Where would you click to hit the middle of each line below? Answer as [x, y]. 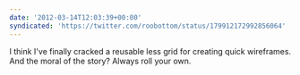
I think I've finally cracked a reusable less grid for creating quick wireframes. [150, 51]
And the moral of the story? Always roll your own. [100, 61]
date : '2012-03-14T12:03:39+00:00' [76, 17]
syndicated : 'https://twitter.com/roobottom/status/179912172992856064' [148, 26]
